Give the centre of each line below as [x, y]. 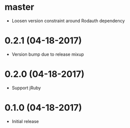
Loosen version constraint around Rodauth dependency [68, 21]
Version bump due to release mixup [48, 54]
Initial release [25, 121]
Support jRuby [26, 88]
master [19, 7]
